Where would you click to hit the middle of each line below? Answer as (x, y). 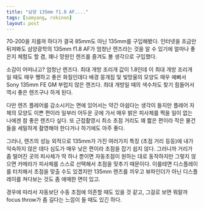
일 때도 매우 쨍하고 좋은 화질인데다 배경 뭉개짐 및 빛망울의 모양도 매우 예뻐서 (97, 77)
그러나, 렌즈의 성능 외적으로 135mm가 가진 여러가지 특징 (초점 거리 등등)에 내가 (100, 141)
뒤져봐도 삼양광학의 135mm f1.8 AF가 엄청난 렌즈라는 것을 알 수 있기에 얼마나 (98, 49)
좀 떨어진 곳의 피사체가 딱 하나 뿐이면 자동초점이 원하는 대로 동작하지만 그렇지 (98, 157)
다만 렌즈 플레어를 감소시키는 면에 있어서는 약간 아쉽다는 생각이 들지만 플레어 (97, 105)
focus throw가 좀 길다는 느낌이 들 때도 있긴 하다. (64, 200)
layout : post (23, 23)
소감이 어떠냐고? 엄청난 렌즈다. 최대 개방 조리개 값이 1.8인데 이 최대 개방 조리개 (100, 69)
